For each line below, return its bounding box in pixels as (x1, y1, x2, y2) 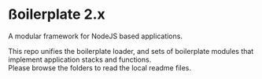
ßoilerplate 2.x (8, 5, 106, 23)
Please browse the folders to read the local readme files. (8, 63, 191, 72)
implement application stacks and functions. (8, 55, 152, 64)
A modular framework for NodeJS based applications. (8, 31, 183, 41)
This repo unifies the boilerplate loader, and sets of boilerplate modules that (8, 46, 254, 56)
